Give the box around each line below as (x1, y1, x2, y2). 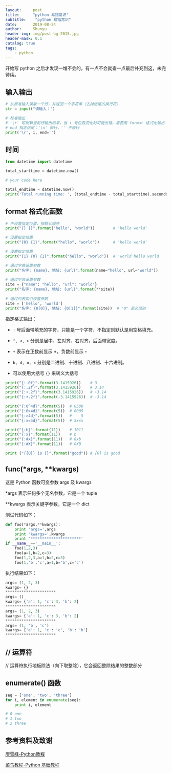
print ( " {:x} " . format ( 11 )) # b (5, 432, 77, 437)
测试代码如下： (5, 512, 37, 518)
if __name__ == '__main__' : (5, 541, 60, 546)
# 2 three (5, 721, 27, 726)
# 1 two (5, 716, 22, 721)
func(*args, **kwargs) (5, 465, 79, 474)
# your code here (5, 178, 42, 183)
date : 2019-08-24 (5, 21, 56, 27)
